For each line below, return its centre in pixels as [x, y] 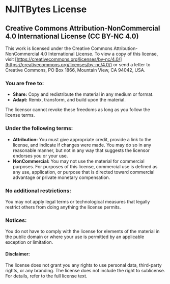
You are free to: [25, 83]
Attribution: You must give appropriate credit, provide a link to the [82, 139]
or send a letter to [132, 64]
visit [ [11, 59]
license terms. [20, 115]
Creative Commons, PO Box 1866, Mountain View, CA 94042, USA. [75, 70]
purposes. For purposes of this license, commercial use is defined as [85, 166]
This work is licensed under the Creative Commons [59, 48]
